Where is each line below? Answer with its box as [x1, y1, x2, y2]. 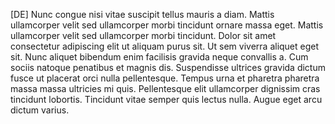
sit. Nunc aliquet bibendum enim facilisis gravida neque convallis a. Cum [10, 51, 309, 63]
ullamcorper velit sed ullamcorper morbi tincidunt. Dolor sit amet [10, 30, 277, 41]
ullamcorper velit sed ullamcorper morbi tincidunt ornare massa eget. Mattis [10, 19, 324, 31]
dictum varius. [10, 104, 70, 116]
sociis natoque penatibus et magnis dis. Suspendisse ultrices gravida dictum [10, 62, 326, 73]
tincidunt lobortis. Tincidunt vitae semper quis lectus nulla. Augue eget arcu [10, 94, 323, 105]
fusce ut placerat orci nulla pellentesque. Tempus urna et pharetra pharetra [10, 72, 320, 84]
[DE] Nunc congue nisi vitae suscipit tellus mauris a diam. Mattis [10, 9, 275, 20]
